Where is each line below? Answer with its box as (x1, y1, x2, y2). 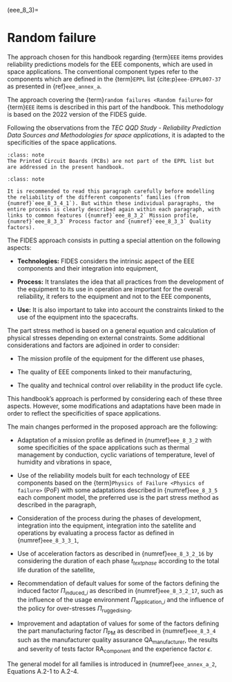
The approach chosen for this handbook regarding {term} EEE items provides (7, 52, 224, 61)
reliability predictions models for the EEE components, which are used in (7, 60, 213, 68)
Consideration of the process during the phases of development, (17, 514, 202, 522)
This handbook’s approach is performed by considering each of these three (7, 394, 222, 402)
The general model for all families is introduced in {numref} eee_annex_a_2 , (7, 659, 217, 668)
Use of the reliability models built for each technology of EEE (17, 471, 191, 479)
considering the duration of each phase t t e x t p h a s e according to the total (17, 556, 220, 567)
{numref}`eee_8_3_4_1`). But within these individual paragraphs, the (7, 199, 215, 206)
